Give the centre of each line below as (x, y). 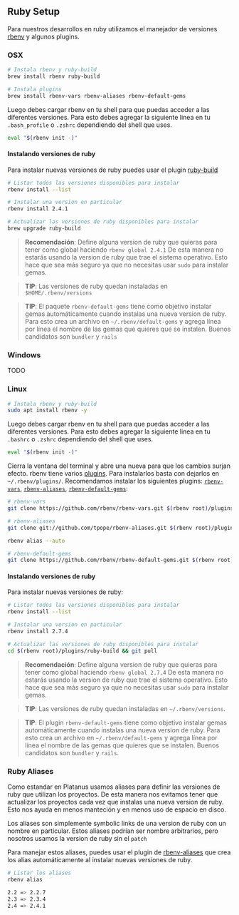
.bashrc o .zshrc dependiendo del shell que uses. (80, 439)
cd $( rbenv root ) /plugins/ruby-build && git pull (83, 651)
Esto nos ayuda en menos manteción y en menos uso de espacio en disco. (117, 809)
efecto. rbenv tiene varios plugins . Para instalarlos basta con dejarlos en (113, 474)
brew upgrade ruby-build (44, 229)
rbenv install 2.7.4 (38, 632)
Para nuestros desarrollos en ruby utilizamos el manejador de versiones (112, 29)
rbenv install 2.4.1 (38, 209)
